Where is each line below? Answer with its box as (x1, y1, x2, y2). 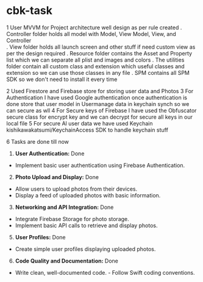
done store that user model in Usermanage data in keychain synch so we (6, 100, 190, 107)
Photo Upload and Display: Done (15, 173, 99, 180)
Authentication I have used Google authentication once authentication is (6, 94, 188, 101)
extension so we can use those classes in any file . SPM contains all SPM (6, 69, 190, 76)
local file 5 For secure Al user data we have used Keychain (6, 119, 154, 127)
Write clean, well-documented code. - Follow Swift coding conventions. (15, 269, 195, 276)
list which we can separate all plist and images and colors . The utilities (6, 56, 185, 63)
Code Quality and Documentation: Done (15, 257, 119, 264)
